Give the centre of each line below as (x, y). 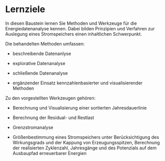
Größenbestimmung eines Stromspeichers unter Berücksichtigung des (86, 137)
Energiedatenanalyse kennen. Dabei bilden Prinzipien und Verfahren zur (80, 28)
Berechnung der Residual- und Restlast (53, 118)
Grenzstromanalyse (33, 127)
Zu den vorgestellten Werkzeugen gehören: (50, 98)
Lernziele (25, 9)
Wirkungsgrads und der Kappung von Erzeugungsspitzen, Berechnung (86, 142)
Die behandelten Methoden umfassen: (45, 43)
